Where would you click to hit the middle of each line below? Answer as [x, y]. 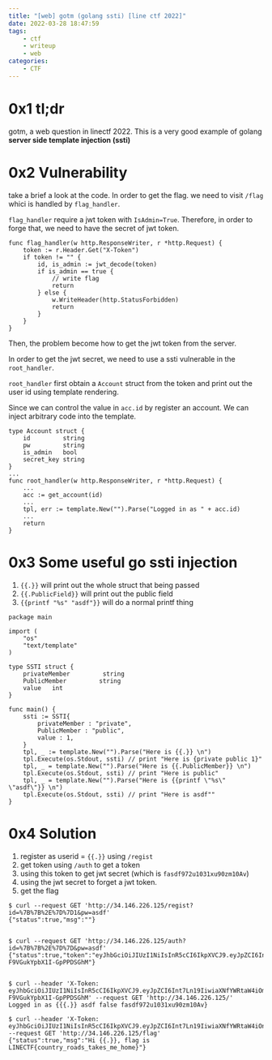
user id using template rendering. [64, 392]
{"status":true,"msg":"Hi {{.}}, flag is [79, 1040]
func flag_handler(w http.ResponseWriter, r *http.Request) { [115, 243]
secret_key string [54, 459]
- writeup [40, 46]
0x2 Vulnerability [68, 172]
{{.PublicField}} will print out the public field [96, 594]
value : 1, [56, 738]
